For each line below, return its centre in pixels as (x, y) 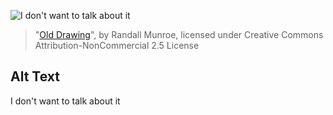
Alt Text (35, 76)
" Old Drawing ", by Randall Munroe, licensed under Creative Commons (179, 34)
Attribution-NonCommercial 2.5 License (117, 45)
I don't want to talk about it (65, 101)
